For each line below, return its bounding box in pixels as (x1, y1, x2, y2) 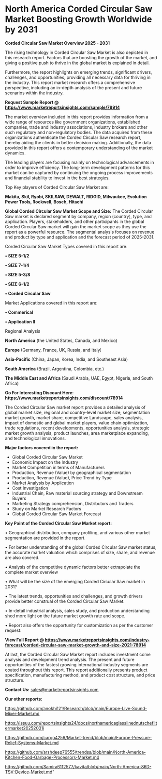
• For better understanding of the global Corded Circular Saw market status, (5, 544, 157, 550)
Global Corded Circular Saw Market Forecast (12, 511, 102, 517)
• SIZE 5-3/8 (5, 271, 30, 277)
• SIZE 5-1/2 (5, 253, 29, 258)
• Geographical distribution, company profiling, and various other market (5, 529, 150, 535)
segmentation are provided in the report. (5, 535, 86, 541)
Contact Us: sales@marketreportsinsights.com (5, 686, 99, 693)
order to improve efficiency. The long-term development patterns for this (5, 164, 150, 170)
